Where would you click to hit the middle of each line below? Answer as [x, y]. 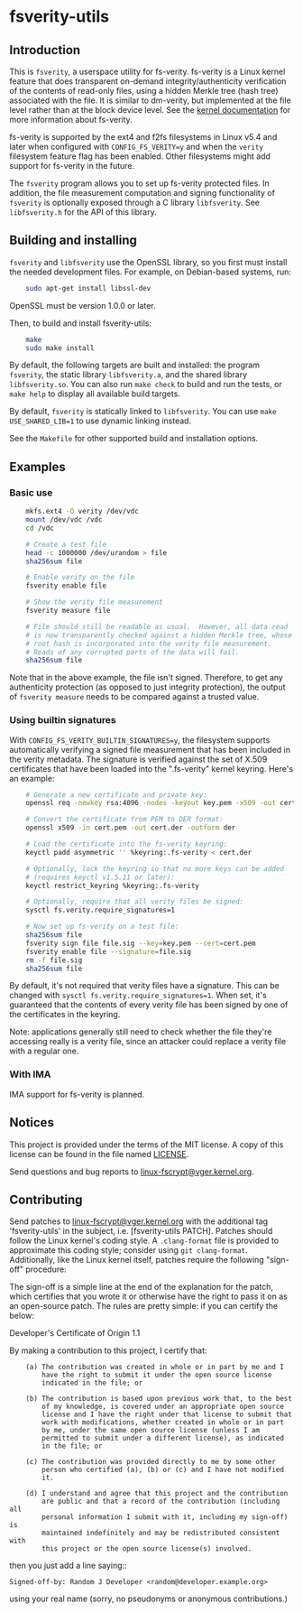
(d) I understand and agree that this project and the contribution [157, 1494]
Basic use [31, 492]
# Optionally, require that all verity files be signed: [135, 902]
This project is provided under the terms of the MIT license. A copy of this [147, 1145]
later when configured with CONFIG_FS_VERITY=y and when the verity [137, 147]
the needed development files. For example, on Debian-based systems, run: [150, 272]
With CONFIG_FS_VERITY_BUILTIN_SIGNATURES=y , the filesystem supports [140, 740]
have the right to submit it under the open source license [157, 1375]
